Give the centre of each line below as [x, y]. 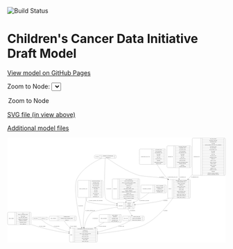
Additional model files [38, 128]
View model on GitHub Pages [49, 72]
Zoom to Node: [29, 86]
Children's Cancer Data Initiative [103, 39]
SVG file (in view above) [42, 114]
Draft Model [42, 54]
